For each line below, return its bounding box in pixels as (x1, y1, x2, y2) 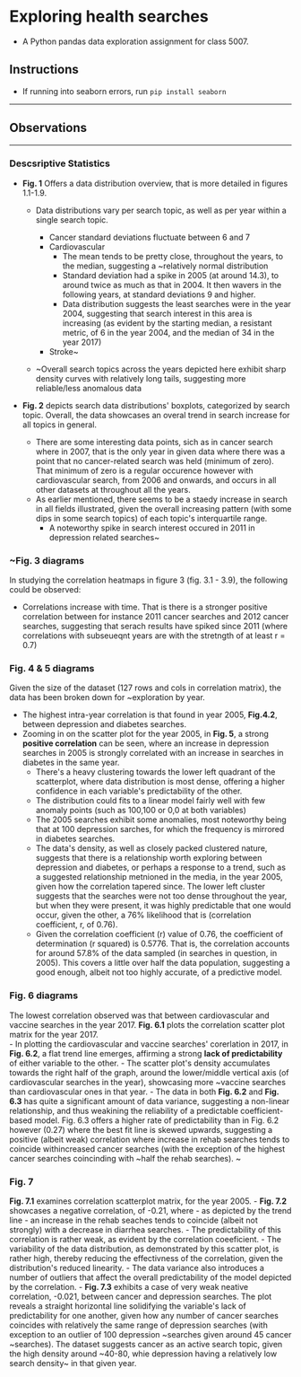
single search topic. (35, 214, 109, 225)
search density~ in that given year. (9, 1358, 137, 1369)
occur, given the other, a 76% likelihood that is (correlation (35, 909, 252, 921)
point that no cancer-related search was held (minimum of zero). (35, 455, 275, 466)
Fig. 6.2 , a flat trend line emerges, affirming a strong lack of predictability (9, 1048, 283, 1058)
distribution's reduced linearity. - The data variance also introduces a (9, 1263, 264, 1274)
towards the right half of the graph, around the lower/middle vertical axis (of (9, 1066, 289, 1078)
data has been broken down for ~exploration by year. (9, 692, 206, 703)
